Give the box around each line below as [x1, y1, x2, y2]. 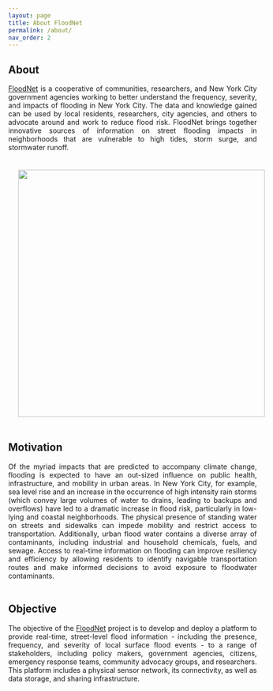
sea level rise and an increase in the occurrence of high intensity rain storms [8, 487, 257, 497]
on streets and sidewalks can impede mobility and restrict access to [8, 520, 257, 530]
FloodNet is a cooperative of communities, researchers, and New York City [8, 84, 257, 93]
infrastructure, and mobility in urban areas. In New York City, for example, [8, 478, 257, 488]
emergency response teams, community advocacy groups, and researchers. [8, 657, 257, 666]
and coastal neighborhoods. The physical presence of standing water [26, 512, 257, 522]
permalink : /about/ [8, 26, 73, 34]
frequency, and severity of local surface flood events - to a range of [8, 640, 257, 649]
